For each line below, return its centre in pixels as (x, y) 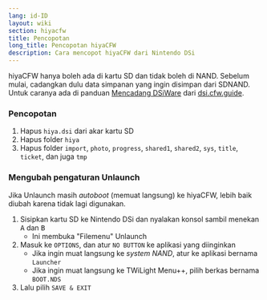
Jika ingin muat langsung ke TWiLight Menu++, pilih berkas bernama (146, 270)
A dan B (32, 227)
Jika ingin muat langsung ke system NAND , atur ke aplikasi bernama (145, 253)
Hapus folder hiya (50, 140)
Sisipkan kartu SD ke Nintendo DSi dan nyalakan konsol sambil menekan (140, 219)
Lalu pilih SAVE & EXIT (55, 287)
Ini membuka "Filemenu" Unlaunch (89, 236)
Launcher (47, 262)
